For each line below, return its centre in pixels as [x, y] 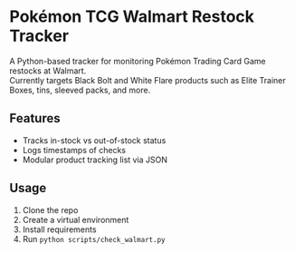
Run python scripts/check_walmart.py [94, 238]
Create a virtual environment [76, 219]
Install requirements [59, 229]
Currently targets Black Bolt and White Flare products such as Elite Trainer [148, 80]
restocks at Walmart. [48, 71]
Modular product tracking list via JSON [95, 160]
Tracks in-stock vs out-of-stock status [94, 140]
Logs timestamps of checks [74, 150]
